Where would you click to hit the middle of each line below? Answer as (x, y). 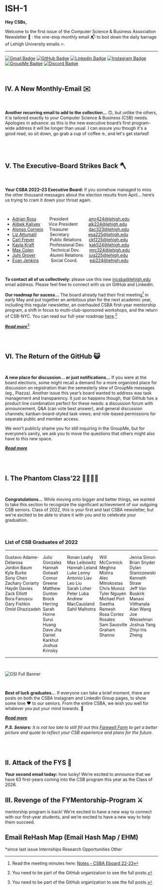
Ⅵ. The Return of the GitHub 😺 (53, 356)
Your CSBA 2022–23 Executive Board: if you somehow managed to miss (78, 189)
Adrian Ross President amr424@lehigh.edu (71, 219)
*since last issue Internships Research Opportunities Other (64, 849)
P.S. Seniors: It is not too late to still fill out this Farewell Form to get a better (81, 728)
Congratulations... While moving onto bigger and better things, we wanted (80, 499)
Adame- (31, 557)
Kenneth (138, 578)
